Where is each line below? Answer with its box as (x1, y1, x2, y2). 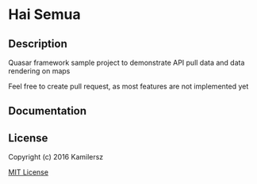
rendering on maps (8, 66, 71, 76)
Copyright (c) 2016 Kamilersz (8, 152, 104, 162)
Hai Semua (8, 6, 81, 24)
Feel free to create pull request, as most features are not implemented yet (8, 81, 249, 91)
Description (8, 37, 67, 51)
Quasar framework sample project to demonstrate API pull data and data (8, 58, 245, 67)
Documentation (8, 104, 87, 118)
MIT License (8, 167, 49, 177)
